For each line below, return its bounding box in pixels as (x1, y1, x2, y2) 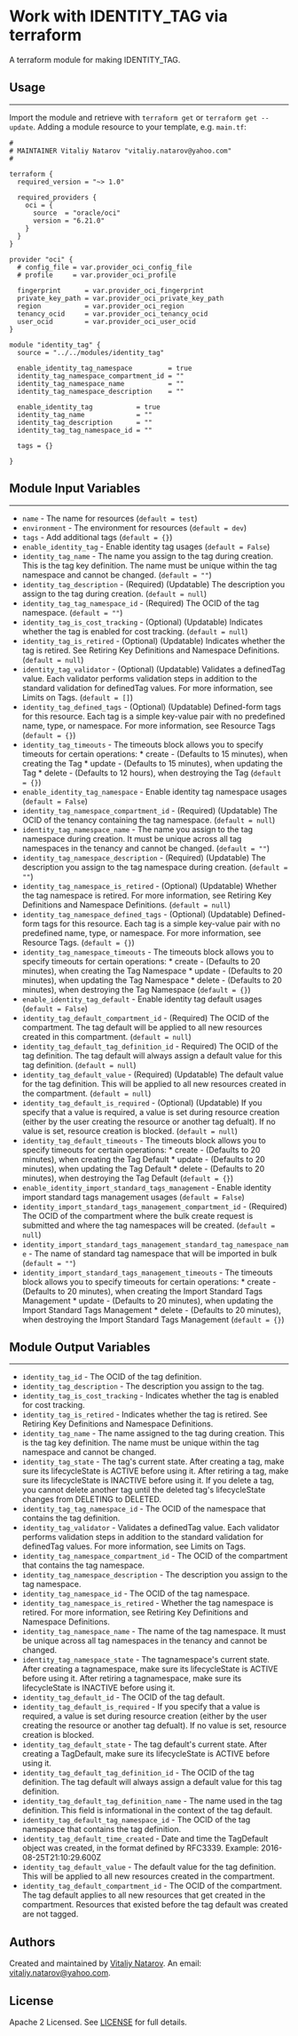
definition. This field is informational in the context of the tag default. (21, 1805, 273, 1816)
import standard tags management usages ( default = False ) (21, 1191, 246, 1202)
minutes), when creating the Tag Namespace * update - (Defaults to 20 (21, 965, 283, 976)
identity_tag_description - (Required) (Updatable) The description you (21, 578, 286, 589)
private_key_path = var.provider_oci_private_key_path (17, 294, 224, 303)
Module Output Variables (9, 1340, 151, 1355)
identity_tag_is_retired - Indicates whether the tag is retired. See (21, 1409, 268, 1420)
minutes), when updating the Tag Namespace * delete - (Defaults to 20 (21, 974, 282, 986)
